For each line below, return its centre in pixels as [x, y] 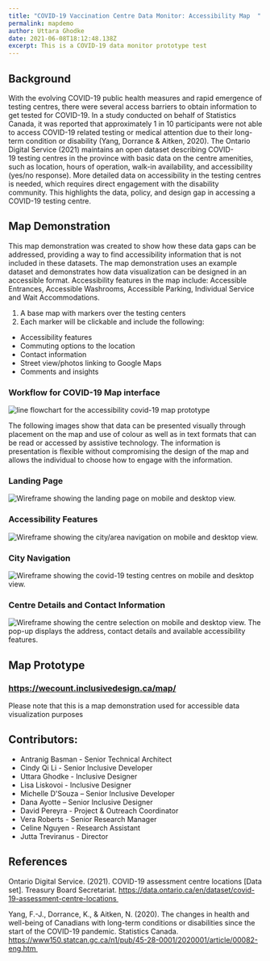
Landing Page [36, 480]
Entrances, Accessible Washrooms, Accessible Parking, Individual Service [131, 288]
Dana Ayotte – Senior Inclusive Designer [86, 802]
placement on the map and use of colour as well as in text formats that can [132, 434]
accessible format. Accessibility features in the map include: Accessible [128, 280]
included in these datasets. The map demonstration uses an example [123, 262]
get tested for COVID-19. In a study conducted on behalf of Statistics [122, 115]
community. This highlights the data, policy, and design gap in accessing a [132, 192]
